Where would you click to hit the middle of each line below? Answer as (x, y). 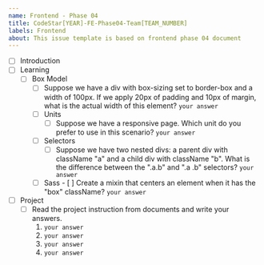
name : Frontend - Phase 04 (53, 16)
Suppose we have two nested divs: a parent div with (142, 150)
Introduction (40, 61)
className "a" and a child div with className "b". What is (153, 159)
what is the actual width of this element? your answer (131, 106)
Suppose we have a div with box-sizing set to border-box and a (148, 88)
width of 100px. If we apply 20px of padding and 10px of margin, (150, 97)
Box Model (50, 79)
